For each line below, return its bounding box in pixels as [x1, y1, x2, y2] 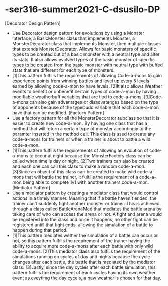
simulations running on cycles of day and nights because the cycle [12, 253, 150, 259]
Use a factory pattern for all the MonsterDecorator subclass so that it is [12, 115, 160, 121]
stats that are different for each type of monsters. [12, 67, 115, 73]
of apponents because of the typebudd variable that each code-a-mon [12, 104, 159, 110]
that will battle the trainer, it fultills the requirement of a [25, 174, 139, 180]
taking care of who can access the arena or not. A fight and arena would [12, 211, 162, 217]
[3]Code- [143, 94, 163, 100]
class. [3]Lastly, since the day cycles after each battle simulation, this [12, 264, 156, 270]
